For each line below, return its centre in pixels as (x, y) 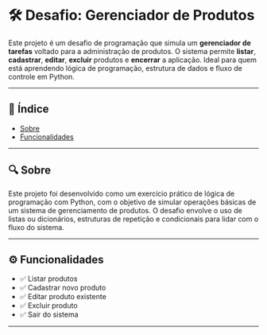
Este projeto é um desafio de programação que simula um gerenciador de (130, 43)
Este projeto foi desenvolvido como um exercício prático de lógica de (122, 193)
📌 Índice (29, 109)
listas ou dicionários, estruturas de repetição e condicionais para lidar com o (133, 219)
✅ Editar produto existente (63, 297)
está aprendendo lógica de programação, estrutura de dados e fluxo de (125, 68)
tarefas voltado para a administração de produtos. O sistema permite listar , (132, 51)
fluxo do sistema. (37, 227)
